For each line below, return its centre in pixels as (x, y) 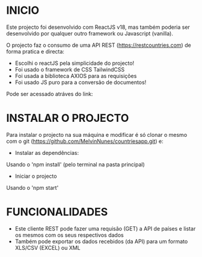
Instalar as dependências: (47, 153)
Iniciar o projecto (36, 176)
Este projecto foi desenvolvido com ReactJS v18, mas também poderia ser (98, 27)
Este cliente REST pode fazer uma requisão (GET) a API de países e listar (105, 228)
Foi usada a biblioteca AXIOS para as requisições (76, 76)
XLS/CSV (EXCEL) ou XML (48, 247)
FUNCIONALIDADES (57, 212)
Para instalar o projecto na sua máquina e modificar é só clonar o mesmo (97, 135)
